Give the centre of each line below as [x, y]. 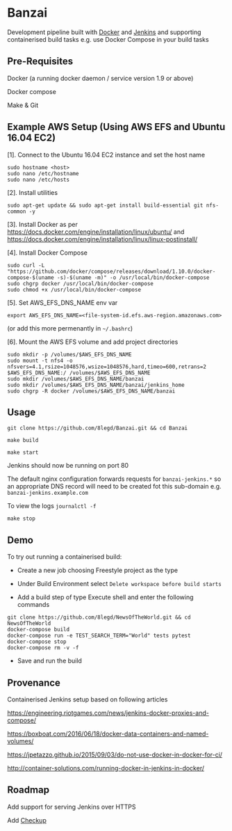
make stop [22, 519]
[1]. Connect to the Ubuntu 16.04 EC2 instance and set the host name [106, 155]
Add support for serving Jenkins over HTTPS [72, 807]
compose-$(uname [31, 277]
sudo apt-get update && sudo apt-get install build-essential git [105, 205]
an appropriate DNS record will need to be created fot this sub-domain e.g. [114, 486]
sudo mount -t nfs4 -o [40, 361]
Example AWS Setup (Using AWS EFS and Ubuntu [116, 127]
